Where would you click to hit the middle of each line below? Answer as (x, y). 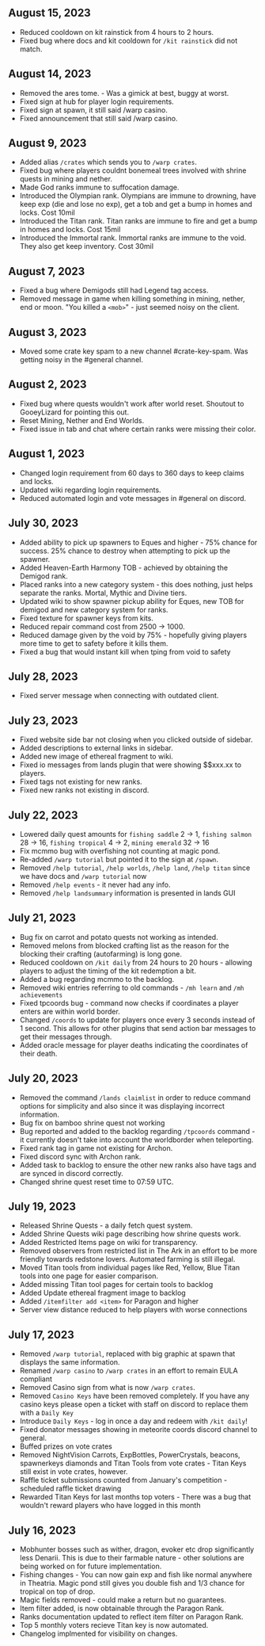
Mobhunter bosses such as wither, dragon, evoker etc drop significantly (137, 1549)
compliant (36, 1379)
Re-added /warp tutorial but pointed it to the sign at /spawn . (119, 859)
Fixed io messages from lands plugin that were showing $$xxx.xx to (131, 765)
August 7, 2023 (47, 271)
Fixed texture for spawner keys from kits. (87, 618)
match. (31, 49)
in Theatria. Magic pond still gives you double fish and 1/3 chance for (132, 1583)
